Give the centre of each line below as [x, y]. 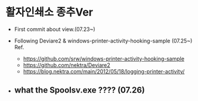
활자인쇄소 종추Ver [49, 12]
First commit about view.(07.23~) [55, 29]
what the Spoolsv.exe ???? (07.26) [80, 90]
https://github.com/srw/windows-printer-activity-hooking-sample [104, 59]
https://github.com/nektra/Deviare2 [67, 65]
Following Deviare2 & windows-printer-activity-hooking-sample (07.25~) [103, 41]
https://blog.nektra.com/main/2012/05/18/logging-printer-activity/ [104, 71]
